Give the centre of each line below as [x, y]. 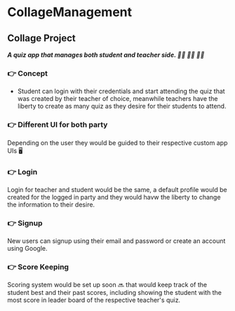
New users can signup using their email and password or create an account [116, 241]
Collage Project [41, 38]
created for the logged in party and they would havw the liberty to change [114, 197]
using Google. [27, 249]
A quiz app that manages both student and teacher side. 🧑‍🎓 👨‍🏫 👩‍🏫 [106, 55]
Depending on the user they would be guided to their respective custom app [117, 143]
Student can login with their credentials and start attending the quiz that [121, 91]
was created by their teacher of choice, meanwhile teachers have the [118, 99]
